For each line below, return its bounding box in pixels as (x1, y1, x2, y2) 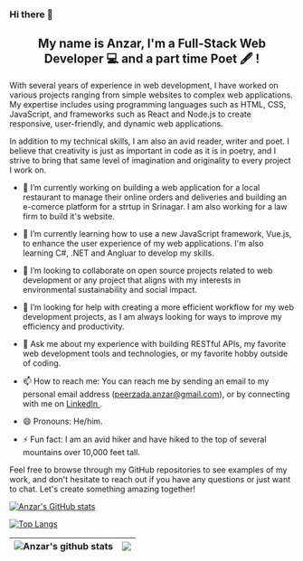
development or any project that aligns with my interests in (22, 275, 241, 285)
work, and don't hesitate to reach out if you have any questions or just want (9, 473, 291, 484)
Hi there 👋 (9, 8, 54, 21)
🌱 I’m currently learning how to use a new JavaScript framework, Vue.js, (22, 228, 292, 238)
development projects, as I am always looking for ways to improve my (22, 311, 282, 322)
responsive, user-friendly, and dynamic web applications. (9, 117, 223, 129)
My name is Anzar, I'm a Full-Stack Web (37, 36, 267, 51)
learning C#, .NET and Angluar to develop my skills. (22, 248, 215, 258)
